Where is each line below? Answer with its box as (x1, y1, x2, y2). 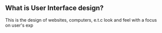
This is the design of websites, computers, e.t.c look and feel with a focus (5, 17, 157, 23)
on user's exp (5, 22, 33, 28)
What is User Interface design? (5, 4, 104, 12)
